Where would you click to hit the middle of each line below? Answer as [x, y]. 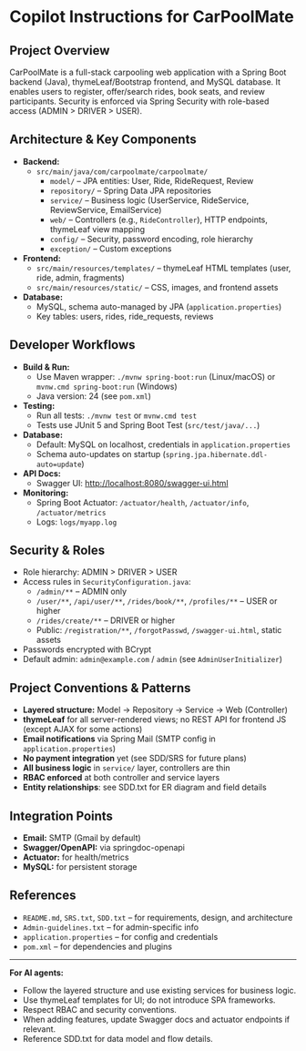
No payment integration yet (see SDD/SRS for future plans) [135, 759]
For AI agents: [36, 973]
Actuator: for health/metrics [76, 857]
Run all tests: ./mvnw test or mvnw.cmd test [117, 415]
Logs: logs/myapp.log [76, 522]
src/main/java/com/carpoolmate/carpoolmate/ [122, 172]
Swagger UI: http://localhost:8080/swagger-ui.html [133, 483]
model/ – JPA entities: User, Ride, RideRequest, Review [152, 180]
